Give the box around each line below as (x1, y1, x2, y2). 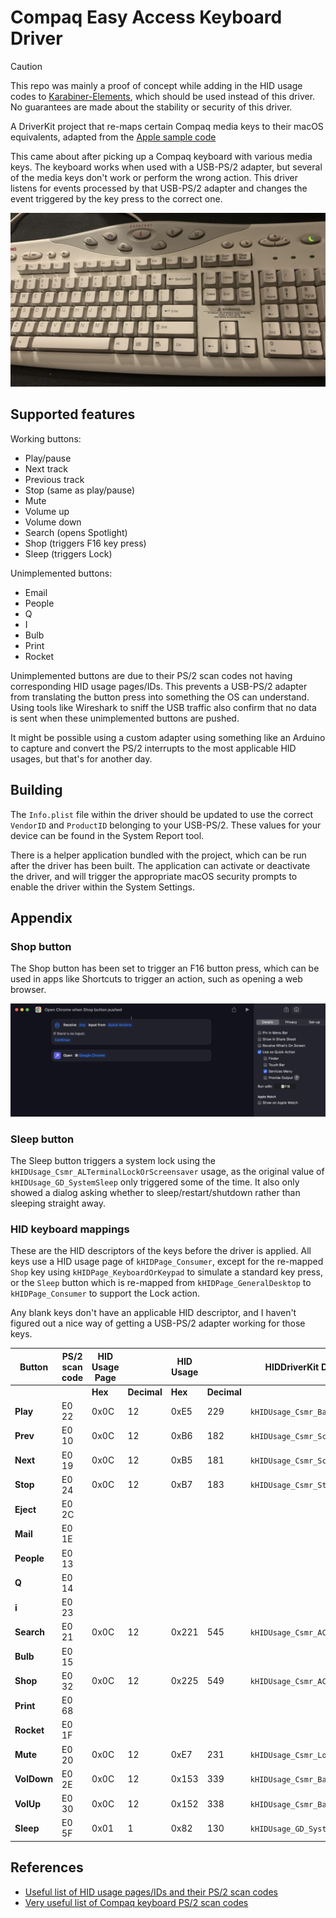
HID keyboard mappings (10, 1222, 130, 1236)
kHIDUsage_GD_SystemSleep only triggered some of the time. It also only (10, 1176, 300, 1188)
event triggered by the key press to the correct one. (10, 192, 223, 205)
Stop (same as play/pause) (24, 484, 136, 496)
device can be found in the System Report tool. (10, 829, 205, 841)
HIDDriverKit (264, 1361, 320, 1373)
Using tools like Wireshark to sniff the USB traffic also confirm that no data (10, 701, 317, 713)
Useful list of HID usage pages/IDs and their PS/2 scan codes (24, 1886, 278, 1898)
